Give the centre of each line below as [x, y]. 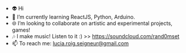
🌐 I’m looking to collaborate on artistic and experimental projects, [92, 23]
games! [21, 30]
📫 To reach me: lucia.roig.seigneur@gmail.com [70, 43]
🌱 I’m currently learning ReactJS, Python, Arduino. [73, 17]
